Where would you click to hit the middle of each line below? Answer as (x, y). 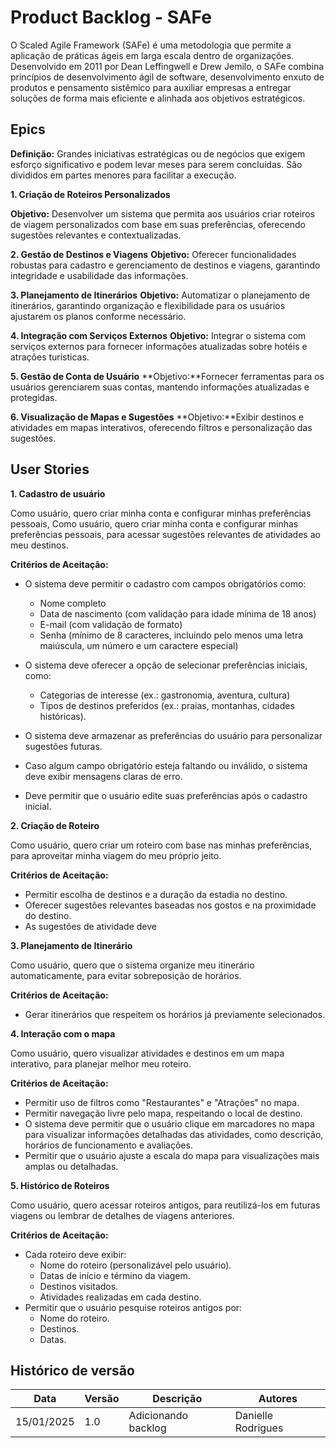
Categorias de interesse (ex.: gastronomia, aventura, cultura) (165, 695)
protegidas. (34, 397)
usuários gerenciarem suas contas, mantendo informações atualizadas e (160, 387)
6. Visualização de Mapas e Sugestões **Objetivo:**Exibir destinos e (157, 417)
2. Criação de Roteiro (55, 825)
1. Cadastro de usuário (58, 493)
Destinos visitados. (79, 1286)
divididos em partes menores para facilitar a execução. (123, 175)
